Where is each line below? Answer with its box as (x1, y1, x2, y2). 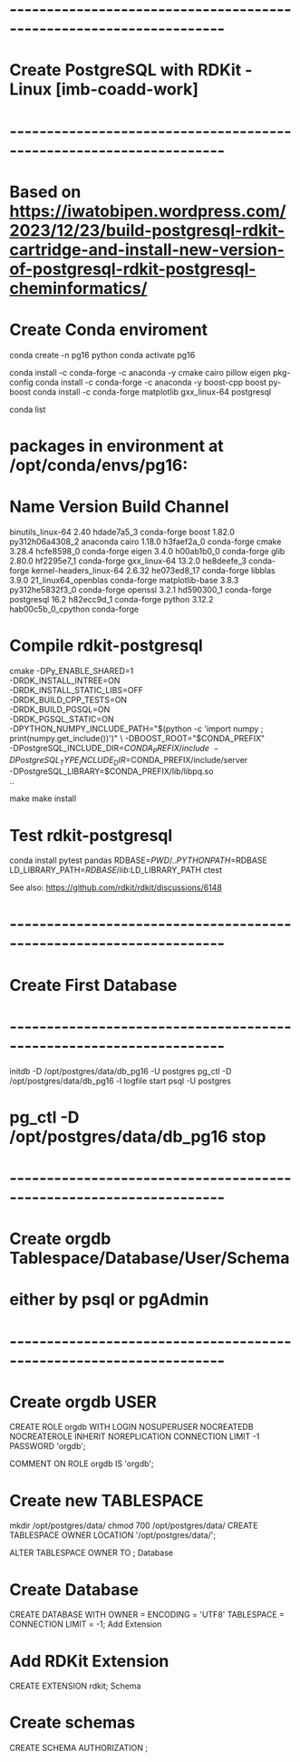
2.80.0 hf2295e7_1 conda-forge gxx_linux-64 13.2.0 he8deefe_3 (9, 555, 247, 566)
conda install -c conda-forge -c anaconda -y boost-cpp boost (34, 377, 267, 387)
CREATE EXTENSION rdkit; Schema (9, 1680, 141, 1691)
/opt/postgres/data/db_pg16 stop (9, 1126, 266, 1147)
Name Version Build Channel (9, 496, 229, 517)
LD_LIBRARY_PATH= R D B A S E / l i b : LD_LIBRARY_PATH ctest (9, 865, 222, 876)
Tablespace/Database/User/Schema (9, 1248, 290, 1268)
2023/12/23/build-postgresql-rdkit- (9, 220, 285, 240)
